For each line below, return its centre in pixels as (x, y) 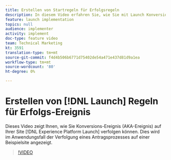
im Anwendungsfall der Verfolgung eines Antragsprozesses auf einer (78, 137)
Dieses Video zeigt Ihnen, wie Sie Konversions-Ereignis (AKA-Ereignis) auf (83, 126)
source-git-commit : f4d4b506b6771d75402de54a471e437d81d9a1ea (73, 57)
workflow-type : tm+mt (28, 62)
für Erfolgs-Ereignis (48, 112)
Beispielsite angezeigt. (29, 142)
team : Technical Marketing (34, 43)
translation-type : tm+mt (32, 52)
